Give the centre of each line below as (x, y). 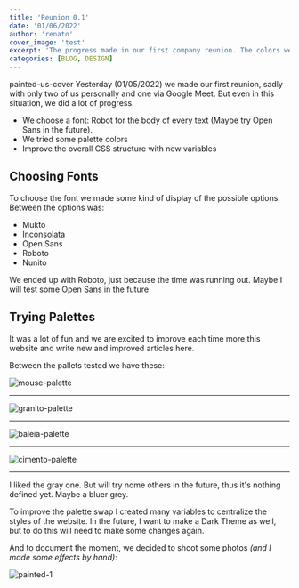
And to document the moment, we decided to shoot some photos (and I (140, 547)
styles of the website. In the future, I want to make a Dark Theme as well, (143, 520)
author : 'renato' (41, 34)
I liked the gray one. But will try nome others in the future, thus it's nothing (145, 485)
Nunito (34, 262)
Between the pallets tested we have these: (87, 365)
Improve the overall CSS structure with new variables (119, 149)
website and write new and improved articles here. (102, 348)
